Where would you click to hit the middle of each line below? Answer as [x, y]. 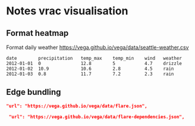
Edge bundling [34, 92]
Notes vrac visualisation [67, 11]
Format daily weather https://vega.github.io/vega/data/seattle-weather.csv [97, 47]
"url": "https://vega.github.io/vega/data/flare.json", [77, 106]
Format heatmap [37, 33]
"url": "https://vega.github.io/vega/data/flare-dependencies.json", [97, 117]
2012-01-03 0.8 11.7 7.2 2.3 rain [90, 74]
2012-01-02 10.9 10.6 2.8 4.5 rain [90, 69]
